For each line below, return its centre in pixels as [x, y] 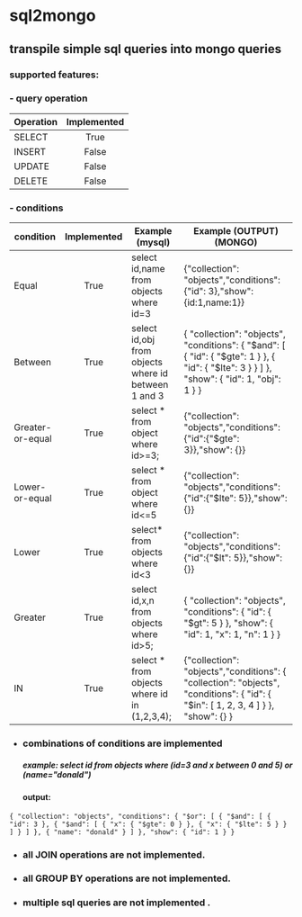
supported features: [54, 75]
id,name [148, 269]
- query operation [49, 98]
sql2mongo [53, 16]
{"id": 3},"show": [219, 292]
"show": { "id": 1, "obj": [232, 379]
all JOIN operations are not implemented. [114, 854]
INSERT [30, 151]
